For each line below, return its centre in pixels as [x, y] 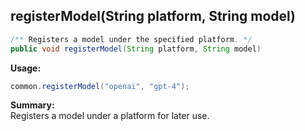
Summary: [32, 105]
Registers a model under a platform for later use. [110, 116]
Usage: [26, 68]
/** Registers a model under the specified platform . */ [131, 39]
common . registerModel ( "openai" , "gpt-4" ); [100, 86]
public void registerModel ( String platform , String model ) [136, 49]
